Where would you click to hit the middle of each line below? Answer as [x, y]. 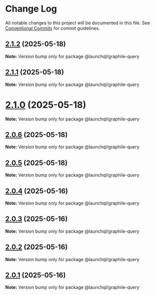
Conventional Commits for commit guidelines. [53, 28]
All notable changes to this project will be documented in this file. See [78, 23]
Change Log [31, 9]
